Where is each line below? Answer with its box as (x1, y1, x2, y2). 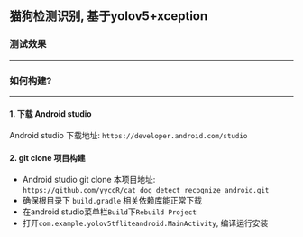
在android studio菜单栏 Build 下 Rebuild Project (22, 206, 197, 217)
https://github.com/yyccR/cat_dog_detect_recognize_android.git (22, 186, 270, 195)
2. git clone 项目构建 (9, 152, 86, 163)
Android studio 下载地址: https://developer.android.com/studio (9, 130, 248, 141)
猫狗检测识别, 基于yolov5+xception (9, 8, 208, 24)
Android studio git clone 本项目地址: (22, 175, 156, 185)
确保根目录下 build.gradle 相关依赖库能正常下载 (22, 195, 203, 206)
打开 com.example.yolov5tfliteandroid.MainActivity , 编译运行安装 (22, 218, 269, 229)
